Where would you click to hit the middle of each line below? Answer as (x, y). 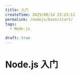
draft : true (18, 38)
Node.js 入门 (32, 65)
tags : (11, 24)
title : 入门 (17, 10)
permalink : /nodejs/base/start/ (39, 19)
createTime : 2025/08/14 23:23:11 (40, 15)
